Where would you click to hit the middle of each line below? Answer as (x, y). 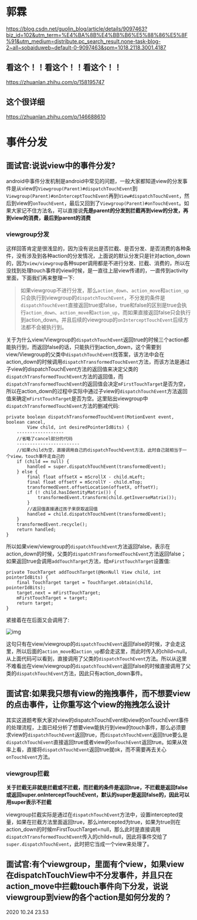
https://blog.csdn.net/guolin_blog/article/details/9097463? (77, 29)
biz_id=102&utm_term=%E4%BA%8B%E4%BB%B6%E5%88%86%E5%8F (97, 35)
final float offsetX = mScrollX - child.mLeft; (86, 477)
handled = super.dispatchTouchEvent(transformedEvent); (97, 466)
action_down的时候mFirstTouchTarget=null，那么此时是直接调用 (83, 829)
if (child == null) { (43, 461)
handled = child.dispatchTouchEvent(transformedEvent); (97, 514)
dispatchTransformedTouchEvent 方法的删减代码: (63, 406)
